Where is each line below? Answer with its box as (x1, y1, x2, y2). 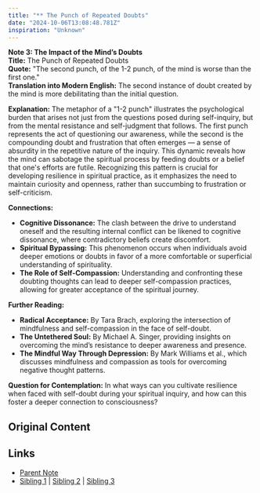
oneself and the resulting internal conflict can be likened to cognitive (19, 227, 241, 236)
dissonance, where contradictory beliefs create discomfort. (19, 235, 211, 244)
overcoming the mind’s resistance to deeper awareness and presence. (19, 341, 247, 350)
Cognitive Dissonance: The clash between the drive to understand (19, 218, 237, 228)
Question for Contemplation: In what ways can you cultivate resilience (8, 381, 237, 390)
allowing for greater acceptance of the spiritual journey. (19, 285, 200, 294)
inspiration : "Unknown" (8, 26, 86, 34)
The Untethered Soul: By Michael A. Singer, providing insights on (19, 332, 231, 341)
